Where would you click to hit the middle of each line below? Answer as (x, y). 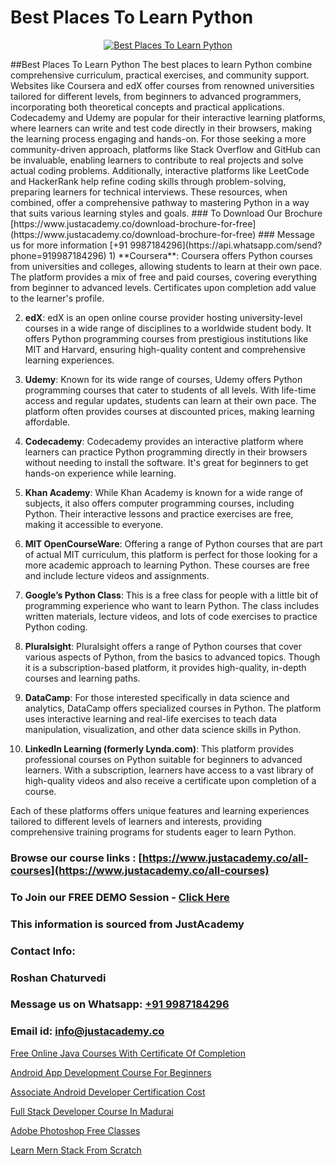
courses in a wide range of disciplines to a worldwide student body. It (168, 328)
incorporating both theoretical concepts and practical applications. (147, 107)
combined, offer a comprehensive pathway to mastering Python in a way (160, 202)
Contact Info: (43, 951)
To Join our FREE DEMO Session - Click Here (120, 897)
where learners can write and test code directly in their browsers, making (161, 128)
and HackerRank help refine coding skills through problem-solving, (148, 181)
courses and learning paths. (82, 678)
